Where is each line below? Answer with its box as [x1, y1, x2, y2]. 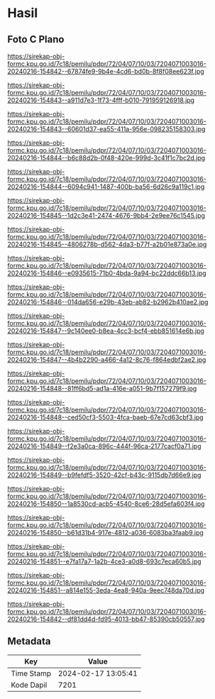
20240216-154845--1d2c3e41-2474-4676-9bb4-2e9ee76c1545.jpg [7, 211, 206, 219]
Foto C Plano [7, 33, 65, 45]
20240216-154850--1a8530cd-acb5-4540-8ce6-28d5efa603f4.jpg [7, 500, 205, 508]
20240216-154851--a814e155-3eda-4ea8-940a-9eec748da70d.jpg [7, 586, 204, 594]
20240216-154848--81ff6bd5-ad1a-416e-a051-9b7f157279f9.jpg [7, 385, 197, 392]
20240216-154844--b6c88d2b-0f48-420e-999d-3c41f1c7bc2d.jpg [7, 154, 206, 162]
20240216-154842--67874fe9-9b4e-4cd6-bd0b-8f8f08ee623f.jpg [7, 67, 204, 75]
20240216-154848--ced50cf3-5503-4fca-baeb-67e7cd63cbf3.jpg [7, 413, 204, 422]
